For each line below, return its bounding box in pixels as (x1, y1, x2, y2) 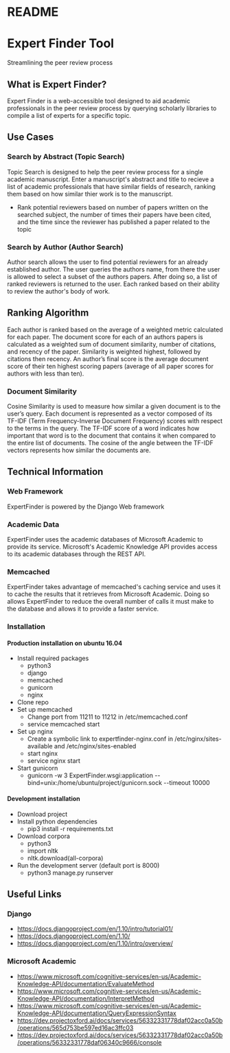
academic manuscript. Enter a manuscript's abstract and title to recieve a (7, 175, 214, 183)
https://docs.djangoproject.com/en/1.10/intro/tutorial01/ (16, 925, 174, 933)
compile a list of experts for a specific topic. (7, 111, 132, 119)
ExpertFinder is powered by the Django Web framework (7, 502, 165, 511)
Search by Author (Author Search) (7, 242, 124, 252)
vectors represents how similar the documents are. (7, 446, 151, 455)
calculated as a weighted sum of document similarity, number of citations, (7, 340, 216, 348)
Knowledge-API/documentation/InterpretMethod (16, 994, 154, 1003)
